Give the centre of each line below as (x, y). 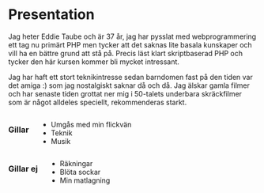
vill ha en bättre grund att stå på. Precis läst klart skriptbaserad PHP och (126, 53)
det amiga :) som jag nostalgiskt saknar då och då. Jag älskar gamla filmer (129, 85)
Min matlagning (85, 180)
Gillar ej (23, 168)
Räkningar (76, 163)
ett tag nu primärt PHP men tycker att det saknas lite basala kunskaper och (130, 44)
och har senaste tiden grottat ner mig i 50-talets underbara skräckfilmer (125, 93)
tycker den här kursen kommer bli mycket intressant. (94, 62)
